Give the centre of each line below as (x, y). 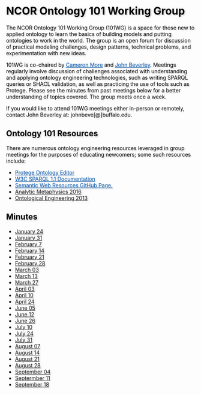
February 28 (30, 263)
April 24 (25, 301)
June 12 (25, 314)
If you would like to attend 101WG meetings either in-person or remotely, (95, 108)
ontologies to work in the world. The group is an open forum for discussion (98, 40)
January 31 (28, 238)
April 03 (25, 289)
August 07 (28, 346)
